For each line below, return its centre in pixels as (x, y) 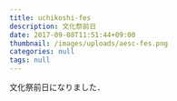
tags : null (30, 60)
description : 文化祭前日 (53, 26)
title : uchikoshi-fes (50, 18)
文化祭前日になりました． (57, 87)
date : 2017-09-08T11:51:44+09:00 (73, 35)
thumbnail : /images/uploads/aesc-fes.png (89, 43)
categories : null (42, 52)
